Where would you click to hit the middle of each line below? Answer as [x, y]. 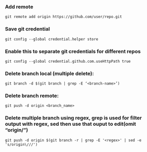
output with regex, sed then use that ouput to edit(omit [71, 124]
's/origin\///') [21, 144]
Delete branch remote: [32, 96]
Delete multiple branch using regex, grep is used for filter [73, 118]
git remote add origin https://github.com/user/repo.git [64, 17]
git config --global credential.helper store [51, 39]
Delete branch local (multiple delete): [50, 73]
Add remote [19, 7]
